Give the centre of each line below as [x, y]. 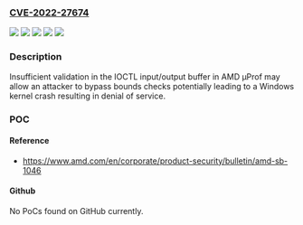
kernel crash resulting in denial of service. [87, 96]
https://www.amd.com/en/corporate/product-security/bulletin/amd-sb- [155, 161]
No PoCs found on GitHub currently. [76, 211]
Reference [29, 141]
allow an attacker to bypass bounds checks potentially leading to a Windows [152, 86]
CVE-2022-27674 [49, 13]
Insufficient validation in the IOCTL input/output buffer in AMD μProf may [145, 76]
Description [36, 57]
